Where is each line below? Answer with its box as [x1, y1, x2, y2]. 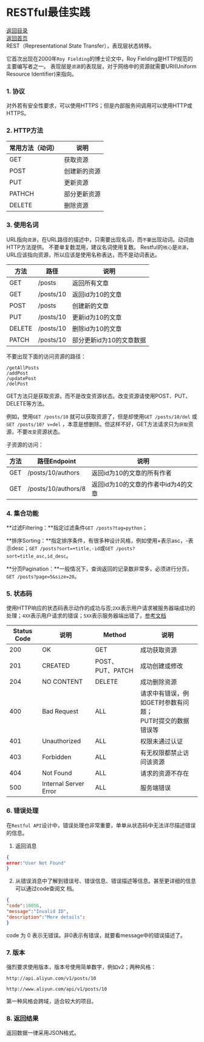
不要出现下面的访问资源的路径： [6, 353, 86, 360]
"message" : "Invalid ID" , [6, 909, 69, 915]
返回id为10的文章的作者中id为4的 [91, 480, 187, 488]
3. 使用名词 [6, 220, 39, 229]
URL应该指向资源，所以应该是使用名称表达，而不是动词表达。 [6, 251, 161, 258]
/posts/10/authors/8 [27, 484, 86, 493]
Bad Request [42, 707, 79, 716]
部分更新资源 [64, 189, 101, 198]
